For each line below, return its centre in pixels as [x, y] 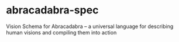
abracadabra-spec [52, 10]
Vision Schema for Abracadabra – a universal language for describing [90, 26]
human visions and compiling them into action [61, 32]
